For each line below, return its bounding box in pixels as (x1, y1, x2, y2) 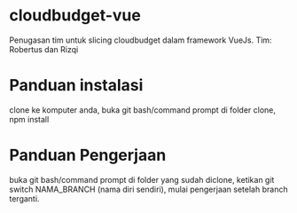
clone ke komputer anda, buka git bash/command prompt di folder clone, (9, 104, 277, 115)
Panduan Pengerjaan (9, 146, 167, 165)
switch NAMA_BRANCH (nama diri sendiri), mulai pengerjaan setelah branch (9, 184, 288, 194)
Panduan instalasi (9, 75, 144, 96)
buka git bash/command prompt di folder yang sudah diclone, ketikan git (9, 174, 275, 185)
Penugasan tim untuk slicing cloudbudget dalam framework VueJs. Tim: (9, 35, 272, 45)
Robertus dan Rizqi (9, 43, 79, 54)
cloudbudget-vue (9, 5, 142, 26)
